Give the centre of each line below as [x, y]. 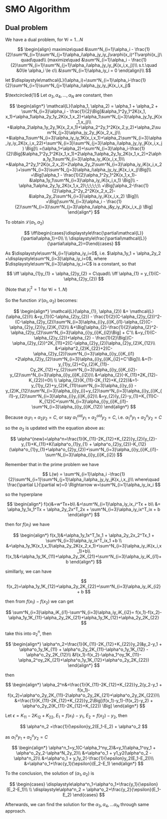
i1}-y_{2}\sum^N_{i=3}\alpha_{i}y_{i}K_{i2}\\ [53, 396]
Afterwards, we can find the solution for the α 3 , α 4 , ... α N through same [77, 805]
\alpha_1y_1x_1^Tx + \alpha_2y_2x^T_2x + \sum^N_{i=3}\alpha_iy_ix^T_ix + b [84, 510]
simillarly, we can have [28, 571]
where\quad [147, 480]
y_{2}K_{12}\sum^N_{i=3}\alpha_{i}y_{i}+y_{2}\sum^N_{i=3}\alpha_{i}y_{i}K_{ [84, 391]
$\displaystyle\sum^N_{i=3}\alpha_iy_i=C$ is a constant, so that [71, 264]
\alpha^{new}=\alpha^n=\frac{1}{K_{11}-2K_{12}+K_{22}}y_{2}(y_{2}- [87, 439]
